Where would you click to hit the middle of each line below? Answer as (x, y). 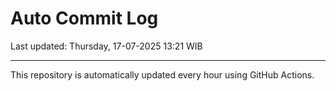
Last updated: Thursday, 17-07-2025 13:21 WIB (106, 46)
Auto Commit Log (84, 18)
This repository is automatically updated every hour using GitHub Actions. (162, 74)
